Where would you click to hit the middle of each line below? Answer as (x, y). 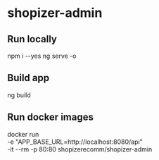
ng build (19, 95)
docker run (23, 134)
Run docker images (50, 117)
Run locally (32, 39)
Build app (28, 78)
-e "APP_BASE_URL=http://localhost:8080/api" (75, 142)
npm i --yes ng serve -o (42, 56)
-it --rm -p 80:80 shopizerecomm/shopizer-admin (80, 149)
